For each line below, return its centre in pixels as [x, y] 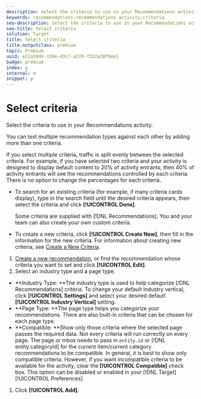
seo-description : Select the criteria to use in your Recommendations [96, 23]
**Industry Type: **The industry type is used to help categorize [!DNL [102, 283]
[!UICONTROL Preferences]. [50, 379]
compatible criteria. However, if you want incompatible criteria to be [98, 359]
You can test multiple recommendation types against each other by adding [98, 137]
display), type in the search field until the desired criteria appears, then [102, 198]
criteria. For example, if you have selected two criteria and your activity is [97, 161]
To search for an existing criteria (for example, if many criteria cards [99, 192]
